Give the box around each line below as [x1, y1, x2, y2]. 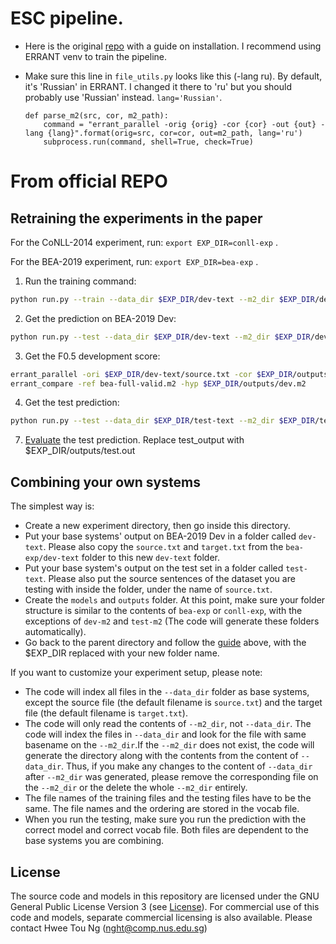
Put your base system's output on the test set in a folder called [24, 562, 284, 574]
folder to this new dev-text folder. [81, 552, 221, 564]
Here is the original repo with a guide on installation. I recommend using [24, 40, 322, 52]
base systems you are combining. [24, 835, 165, 847]
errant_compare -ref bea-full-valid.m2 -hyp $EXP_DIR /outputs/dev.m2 [10, 378, 307, 389]
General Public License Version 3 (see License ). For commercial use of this [10, 900, 320, 912]
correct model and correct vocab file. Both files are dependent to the [24, 824, 309, 836]
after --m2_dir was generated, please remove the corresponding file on [24, 771, 319, 783]
